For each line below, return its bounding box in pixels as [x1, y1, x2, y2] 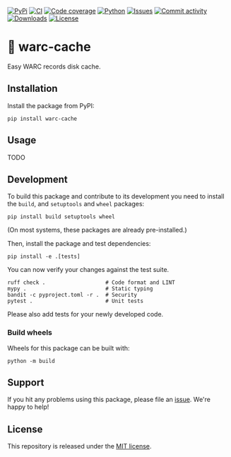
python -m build [7, 357, 55, 364]
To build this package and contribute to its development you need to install [7, 192, 225, 201]
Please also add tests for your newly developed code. [7, 310, 164, 319]
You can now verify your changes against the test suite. [7, 266, 170, 274]
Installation [7, 83, 58, 95]
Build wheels [7, 328, 53, 338]
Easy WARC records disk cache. [7, 62, 101, 71]
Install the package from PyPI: [7, 101, 95, 109]
